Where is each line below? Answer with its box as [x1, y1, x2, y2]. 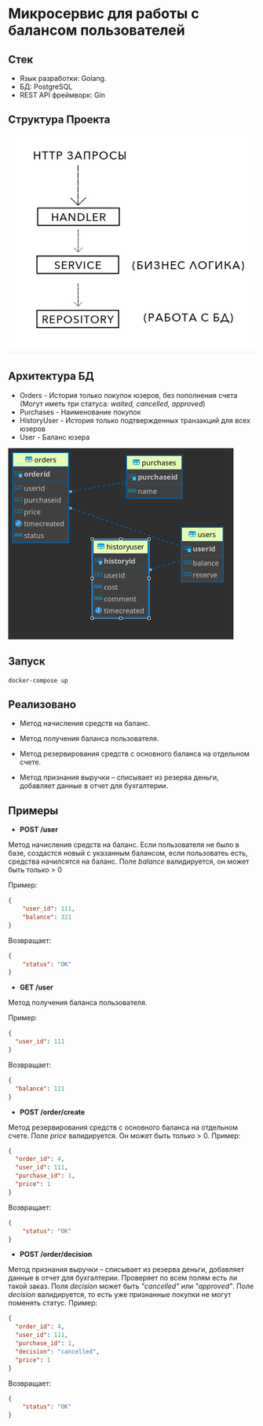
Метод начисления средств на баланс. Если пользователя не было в [8, 840, 239, 849]
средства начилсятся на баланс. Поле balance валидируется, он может [8, 857, 250, 866]
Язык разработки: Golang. [19, 74, 107, 83]
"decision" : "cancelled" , [15, 1347, 100, 1355]
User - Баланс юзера [19, 432, 90, 441]
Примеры [8, 804, 59, 817]
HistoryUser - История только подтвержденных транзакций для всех [19, 415, 251, 425]
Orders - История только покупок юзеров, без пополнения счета [19, 390, 238, 400]
